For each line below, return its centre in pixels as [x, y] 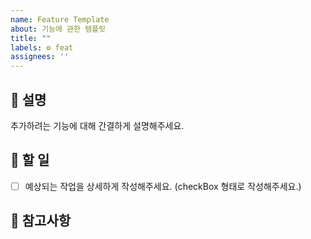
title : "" [31, 38]
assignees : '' [40, 57]
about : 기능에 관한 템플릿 [58, 29]
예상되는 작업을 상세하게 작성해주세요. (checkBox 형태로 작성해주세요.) [163, 186]
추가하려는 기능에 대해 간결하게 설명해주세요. [97, 125]
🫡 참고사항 [41, 221]
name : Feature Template [60, 19]
